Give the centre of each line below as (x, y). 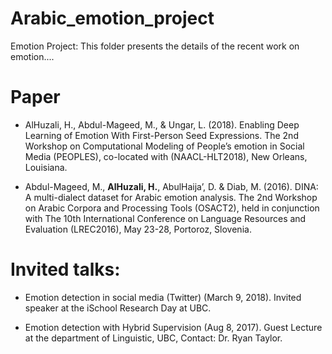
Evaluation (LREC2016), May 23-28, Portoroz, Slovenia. (138, 229)
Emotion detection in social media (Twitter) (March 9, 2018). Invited (163, 297)
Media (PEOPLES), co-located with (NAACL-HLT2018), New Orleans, (166, 156)
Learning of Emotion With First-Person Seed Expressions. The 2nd (161, 135)
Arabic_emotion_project (112, 18)
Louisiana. (46, 167)
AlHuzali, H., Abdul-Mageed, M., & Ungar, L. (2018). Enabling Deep (162, 124)
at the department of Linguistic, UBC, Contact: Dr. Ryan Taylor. (153, 338)
